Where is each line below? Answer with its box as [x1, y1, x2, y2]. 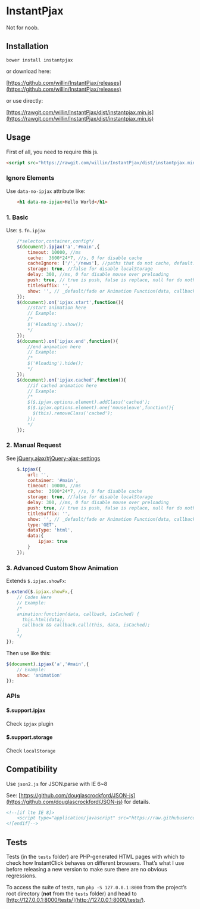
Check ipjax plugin [6, 720, 54, 727]
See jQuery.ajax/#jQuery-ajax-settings [6, 454, 101, 462]
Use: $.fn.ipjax [6, 226, 46, 234]
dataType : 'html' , [27, 527, 73, 533]
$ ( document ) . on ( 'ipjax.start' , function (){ [17, 299, 124, 305]
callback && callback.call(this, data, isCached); [21, 622, 151, 628]
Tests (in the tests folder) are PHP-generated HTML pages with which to [6, 853, 185, 860]
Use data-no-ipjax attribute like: [6, 187, 86, 195]
